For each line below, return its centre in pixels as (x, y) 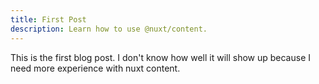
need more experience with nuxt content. (95, 68)
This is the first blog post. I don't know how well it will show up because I (161, 57)
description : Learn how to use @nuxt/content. (109, 29)
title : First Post (48, 19)
